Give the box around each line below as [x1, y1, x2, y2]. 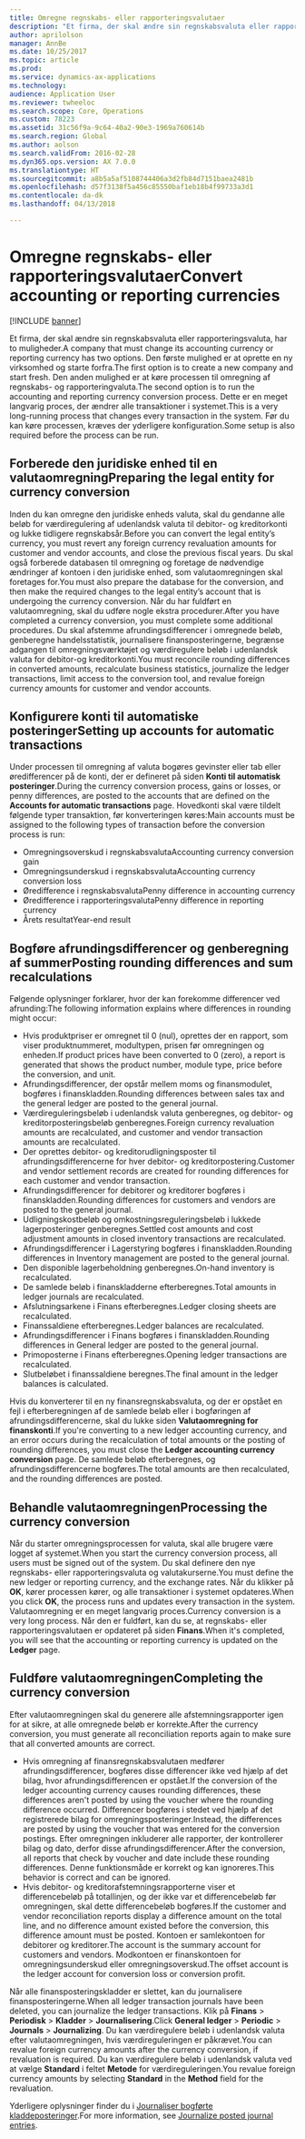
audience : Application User [9, 89, 116, 98]
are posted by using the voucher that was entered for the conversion [22, 1823, 280, 1834]
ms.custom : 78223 [9, 115, 75, 124]
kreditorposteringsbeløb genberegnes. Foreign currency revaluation [22, 1117, 275, 1128]
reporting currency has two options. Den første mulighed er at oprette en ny [9, 352, 293, 363]
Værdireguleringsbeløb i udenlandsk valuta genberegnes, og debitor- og [22, 1107, 293, 1119]
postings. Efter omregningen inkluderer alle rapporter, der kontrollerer [22, 1832, 284, 1843]
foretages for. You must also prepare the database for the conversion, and [9, 576, 284, 587]
